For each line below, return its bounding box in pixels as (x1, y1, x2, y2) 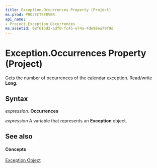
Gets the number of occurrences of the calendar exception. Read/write (5, 75, 152, 81)
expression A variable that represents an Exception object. (5, 117, 127, 123)
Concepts (5, 146, 26, 152)
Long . (5, 80, 18, 86)
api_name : (5, 17, 26, 22)
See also (5, 132, 33, 141)
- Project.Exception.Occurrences (5, 21, 75, 27)
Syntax (5, 95, 28, 103)
